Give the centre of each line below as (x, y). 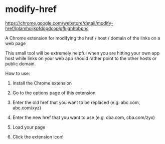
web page (16, 43)
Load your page (29, 127)
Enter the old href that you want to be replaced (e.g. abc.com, (76, 102)
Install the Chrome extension (42, 83)
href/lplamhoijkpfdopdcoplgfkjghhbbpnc (47, 28)
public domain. (21, 63)
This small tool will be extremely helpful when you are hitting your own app (82, 53)
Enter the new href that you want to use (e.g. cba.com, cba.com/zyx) (84, 117)
